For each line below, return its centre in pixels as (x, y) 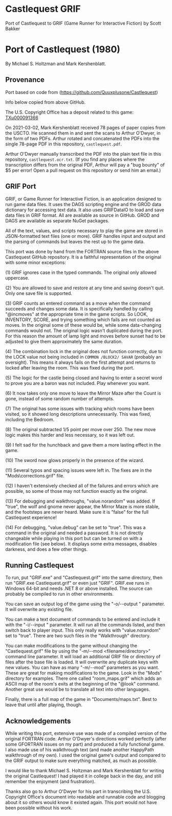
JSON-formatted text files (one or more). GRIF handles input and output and (85, 236)
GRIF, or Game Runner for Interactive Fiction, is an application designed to (83, 199)
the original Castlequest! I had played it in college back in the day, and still (83, 776)
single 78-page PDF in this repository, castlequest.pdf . (63, 144)
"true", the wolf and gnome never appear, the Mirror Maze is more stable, (82, 506)
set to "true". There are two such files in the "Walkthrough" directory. (78, 636)
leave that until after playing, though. (44, 705)
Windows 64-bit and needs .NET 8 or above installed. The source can (79, 588)
